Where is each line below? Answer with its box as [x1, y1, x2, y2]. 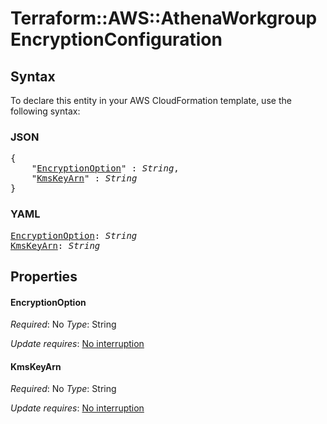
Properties [10, 268, 78, 285]
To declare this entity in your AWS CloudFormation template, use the [10, 95, 292, 106]
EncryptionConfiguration [10, 28, 223, 51]
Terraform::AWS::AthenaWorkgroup [10, 7, 318, 30]
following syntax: [10, 105, 81, 117]
